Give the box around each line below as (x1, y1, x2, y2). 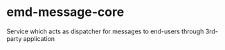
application (23, 34, 55, 42)
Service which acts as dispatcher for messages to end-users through (6, 27, 204, 35)
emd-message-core (6, 4, 125, 20)
